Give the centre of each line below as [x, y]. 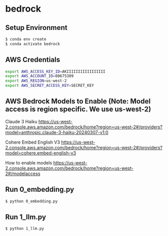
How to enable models [29, 162]
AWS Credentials [33, 60]
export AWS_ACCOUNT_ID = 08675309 [39, 76]
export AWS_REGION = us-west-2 [36, 81]
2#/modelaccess [23, 174]
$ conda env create [26, 39]
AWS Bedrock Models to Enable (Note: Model [78, 101]
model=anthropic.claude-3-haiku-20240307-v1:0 [57, 132]
